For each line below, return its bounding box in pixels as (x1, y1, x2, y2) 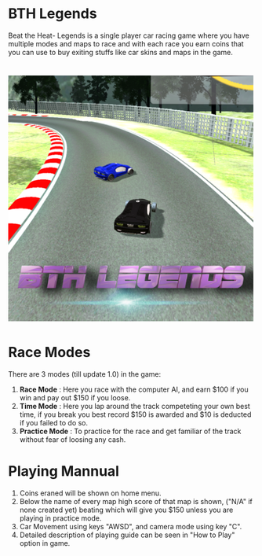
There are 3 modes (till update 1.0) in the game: (8, 369, 162, 378)
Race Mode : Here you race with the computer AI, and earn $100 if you (19, 385, 249, 394)
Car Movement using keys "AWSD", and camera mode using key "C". (19, 521, 242, 531)
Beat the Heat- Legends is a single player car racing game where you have (8, 31, 249, 40)
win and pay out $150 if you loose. (19, 392, 131, 402)
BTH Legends (8, 5, 97, 23)
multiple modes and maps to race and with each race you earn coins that (8, 39, 245, 48)
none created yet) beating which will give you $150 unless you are (19, 505, 234, 514)
